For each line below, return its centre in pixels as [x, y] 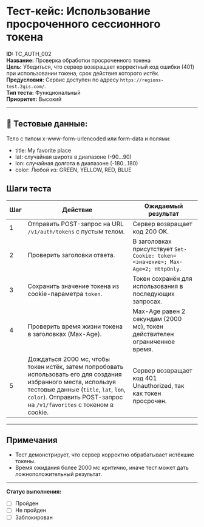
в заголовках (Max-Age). [65, 334]
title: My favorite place [43, 150]
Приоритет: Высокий [34, 99]
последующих [154, 294]
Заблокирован [34, 517]
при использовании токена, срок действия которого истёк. [83, 73]
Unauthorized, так [158, 385]
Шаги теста [29, 189]
